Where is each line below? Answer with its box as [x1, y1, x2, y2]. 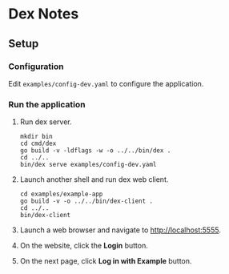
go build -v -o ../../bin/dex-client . [19, 197, 154, 205]
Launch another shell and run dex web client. [19, 175, 169, 184]
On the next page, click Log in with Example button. [19, 256, 192, 266]
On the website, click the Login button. [19, 241, 148, 251]
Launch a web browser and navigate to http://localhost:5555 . [19, 225, 222, 235]
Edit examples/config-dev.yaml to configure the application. [8, 79, 204, 88]
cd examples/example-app [19, 190, 103, 199]
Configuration [8, 61, 64, 72]
